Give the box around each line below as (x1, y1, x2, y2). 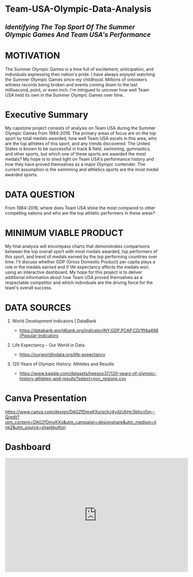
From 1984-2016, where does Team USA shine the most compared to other (5, 205, 155, 211)
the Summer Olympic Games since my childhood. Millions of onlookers (5, 77, 147, 82)
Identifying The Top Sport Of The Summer (5, 23, 135, 31)
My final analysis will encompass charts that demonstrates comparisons (5, 243, 150, 249)
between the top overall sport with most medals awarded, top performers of (5, 249, 157, 255)
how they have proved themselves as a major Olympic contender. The (5, 161, 145, 167)
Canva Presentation (5, 393, 87, 404)
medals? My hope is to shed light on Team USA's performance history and (5, 156, 154, 162)
